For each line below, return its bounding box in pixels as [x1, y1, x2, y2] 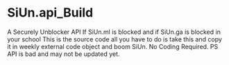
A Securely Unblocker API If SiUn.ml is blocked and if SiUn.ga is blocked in [7, 28, 221, 36]
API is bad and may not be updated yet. [7, 50, 120, 58]
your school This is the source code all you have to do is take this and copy [7, 35, 222, 43]
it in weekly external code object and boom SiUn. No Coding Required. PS [7, 42, 219, 50]
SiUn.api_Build [7, 5, 94, 21]
